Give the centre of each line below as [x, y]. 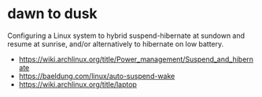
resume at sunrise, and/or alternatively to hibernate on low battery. [116, 43]
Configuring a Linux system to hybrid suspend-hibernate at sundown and [126, 35]
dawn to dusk [52, 14]
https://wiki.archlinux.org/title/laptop [77, 84]
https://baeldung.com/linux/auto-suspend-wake [97, 76]
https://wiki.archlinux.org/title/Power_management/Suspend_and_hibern [136, 59]
